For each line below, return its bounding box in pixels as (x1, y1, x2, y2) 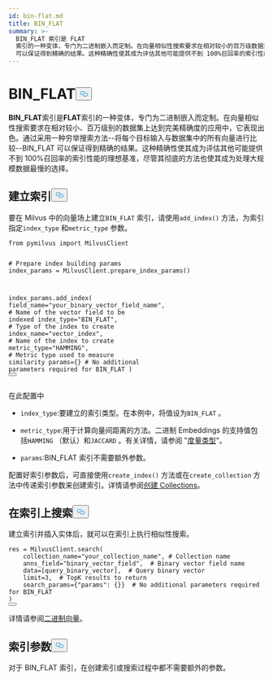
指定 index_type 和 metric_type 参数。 (8, 223, 132, 233)
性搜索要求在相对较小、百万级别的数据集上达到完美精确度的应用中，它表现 (8, 123, 258, 133)
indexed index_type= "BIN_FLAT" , (8, 315, 118, 324)
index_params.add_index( (8, 294, 93, 302)
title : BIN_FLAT (8, 20, 63, 28)
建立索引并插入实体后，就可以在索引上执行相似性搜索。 (8, 530, 193, 539)
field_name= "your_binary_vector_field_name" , (8, 301, 165, 309)
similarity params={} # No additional (8, 358, 140, 366)
